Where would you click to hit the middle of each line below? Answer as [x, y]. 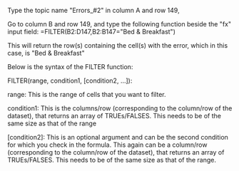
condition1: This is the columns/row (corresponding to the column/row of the [120, 108]
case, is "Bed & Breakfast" [46, 53]
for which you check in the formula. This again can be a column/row [107, 145]
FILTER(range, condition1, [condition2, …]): [70, 81]
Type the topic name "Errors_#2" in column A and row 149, [93, 10]
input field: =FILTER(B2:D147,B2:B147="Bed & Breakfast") [92, 32]
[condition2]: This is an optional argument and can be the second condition [118, 137]
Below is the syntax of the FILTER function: [70, 67]
